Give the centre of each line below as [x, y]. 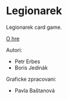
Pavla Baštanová [35, 90]
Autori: [14, 50]
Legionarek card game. [34, 27]
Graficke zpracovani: [31, 79]
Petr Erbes [27, 61]
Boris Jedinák [31, 67]
